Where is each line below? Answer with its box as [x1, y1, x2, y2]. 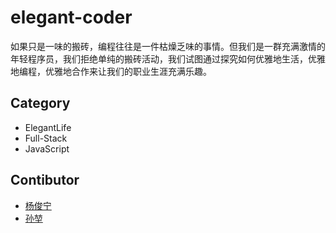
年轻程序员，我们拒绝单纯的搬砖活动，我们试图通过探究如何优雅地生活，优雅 [10, 52, 326, 65]
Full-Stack [24, 132, 68, 144]
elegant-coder [10, 6, 133, 29]
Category [10, 95, 71, 112]
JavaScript [24, 142, 70, 155]
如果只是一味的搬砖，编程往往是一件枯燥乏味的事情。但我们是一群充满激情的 [10, 40, 326, 52]
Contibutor [10, 172, 80, 189]
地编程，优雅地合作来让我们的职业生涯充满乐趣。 [10, 65, 212, 77]
